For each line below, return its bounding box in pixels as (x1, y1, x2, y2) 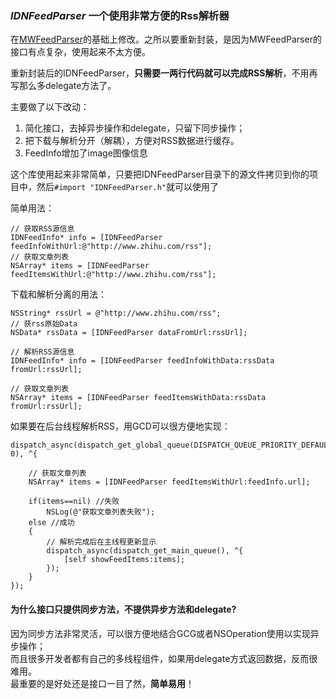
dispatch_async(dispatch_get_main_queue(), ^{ (46, 546, 244, 556)
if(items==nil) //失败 (28, 497, 120, 507)
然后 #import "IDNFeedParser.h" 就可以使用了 (36, 181, 219, 193)
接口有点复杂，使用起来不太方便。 (10, 46, 151, 58)
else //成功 (28, 518, 75, 528)
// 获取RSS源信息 (10, 224, 75, 234)
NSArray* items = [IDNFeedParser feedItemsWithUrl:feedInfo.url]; (28, 477, 311, 487)
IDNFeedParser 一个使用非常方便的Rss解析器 (10, 8, 230, 22)
